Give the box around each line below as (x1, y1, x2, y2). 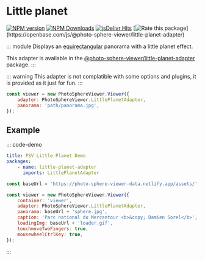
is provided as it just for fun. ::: (6, 79, 83, 86)
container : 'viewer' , (17, 197, 72, 203)
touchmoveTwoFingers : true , (17, 225, 88, 232)
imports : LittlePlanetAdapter (22, 169, 99, 176)
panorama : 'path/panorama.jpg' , (17, 102, 99, 108)
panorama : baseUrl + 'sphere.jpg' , (17, 209, 108, 215)
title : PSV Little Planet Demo (6, 153, 86, 159)
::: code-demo (6, 141, 42, 149)
